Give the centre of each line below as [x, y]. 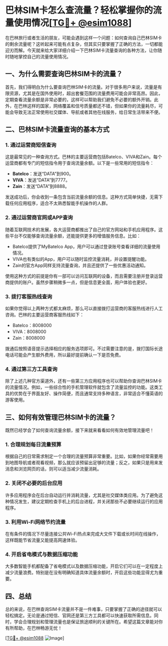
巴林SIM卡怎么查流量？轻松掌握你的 [79, 10]
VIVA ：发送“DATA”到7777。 [41, 180]
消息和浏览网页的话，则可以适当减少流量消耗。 [53, 469]
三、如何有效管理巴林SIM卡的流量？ [61, 417]
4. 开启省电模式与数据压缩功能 [42, 554]
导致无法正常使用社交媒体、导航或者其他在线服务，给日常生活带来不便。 [88, 112]
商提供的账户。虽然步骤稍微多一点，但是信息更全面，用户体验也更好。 [77, 282]
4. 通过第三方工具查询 [31, 369]
